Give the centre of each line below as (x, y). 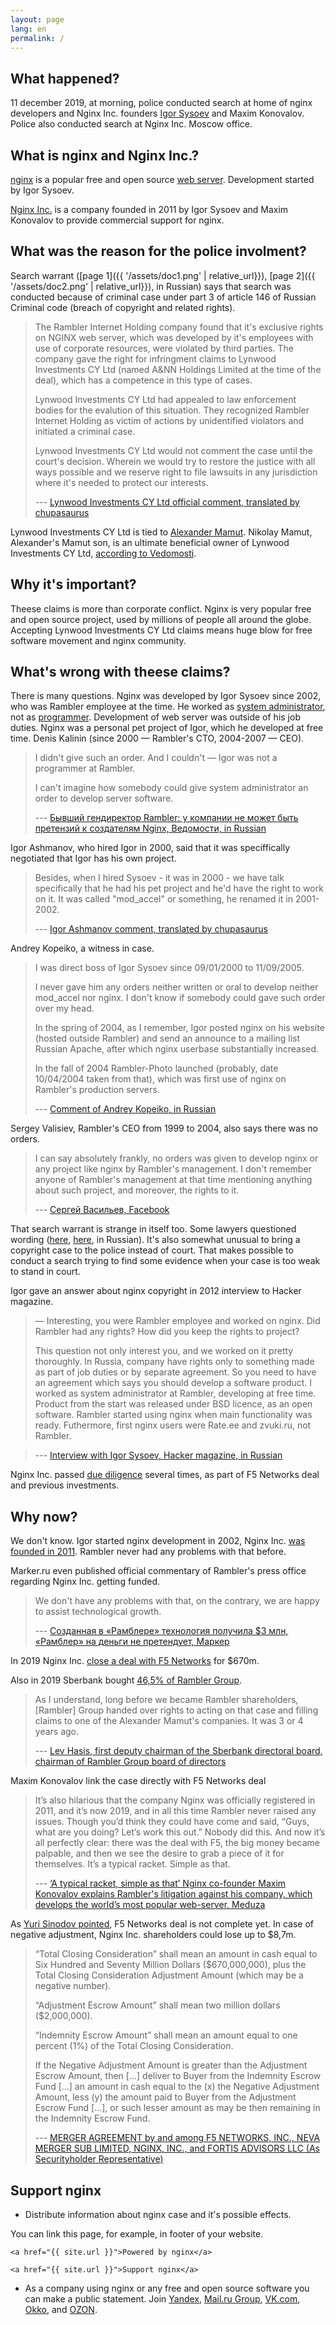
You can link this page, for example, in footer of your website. (137, 2234)
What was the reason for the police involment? (158, 251)
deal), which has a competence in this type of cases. (143, 380)
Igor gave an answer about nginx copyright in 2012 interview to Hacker (156, 1291)
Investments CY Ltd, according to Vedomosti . (103, 553)
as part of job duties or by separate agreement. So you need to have (175, 1372)
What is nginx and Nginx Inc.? (105, 155)
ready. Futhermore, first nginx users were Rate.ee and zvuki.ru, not (173, 1425)
